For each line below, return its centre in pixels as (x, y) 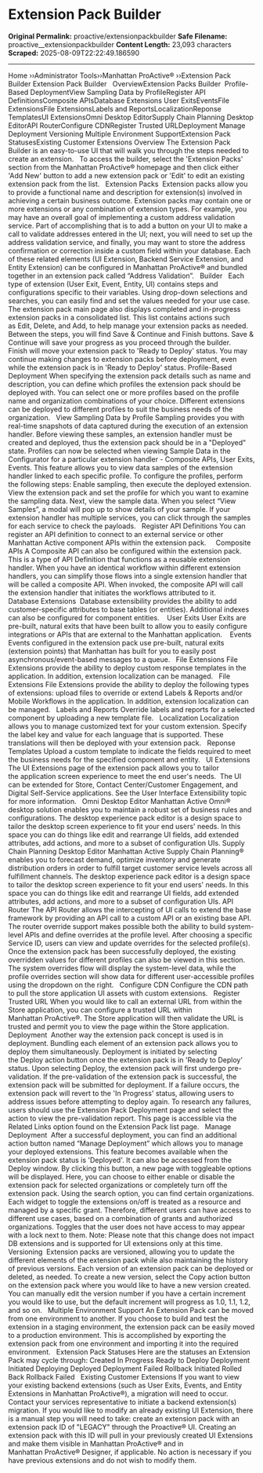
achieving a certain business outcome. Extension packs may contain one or (130, 200)
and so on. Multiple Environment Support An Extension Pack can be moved (131, 1310)
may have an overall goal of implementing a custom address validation (122, 217)
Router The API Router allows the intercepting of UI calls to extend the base (130, 909)
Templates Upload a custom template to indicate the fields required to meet (130, 751)
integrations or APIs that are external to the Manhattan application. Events (130, 634)
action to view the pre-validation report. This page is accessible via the (122, 1118)
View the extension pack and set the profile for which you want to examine (128, 492)
